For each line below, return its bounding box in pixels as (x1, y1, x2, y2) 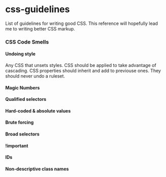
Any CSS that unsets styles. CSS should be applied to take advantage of (5, 62, 156, 68)
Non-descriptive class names (5, 166, 69, 172)
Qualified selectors (5, 96, 47, 102)
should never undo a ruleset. (5, 73, 65, 79)
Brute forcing (5, 119, 34, 125)
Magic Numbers (5, 85, 40, 91)
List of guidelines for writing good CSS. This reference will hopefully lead (5, 20, 158, 26)
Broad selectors (5, 131, 40, 137)
